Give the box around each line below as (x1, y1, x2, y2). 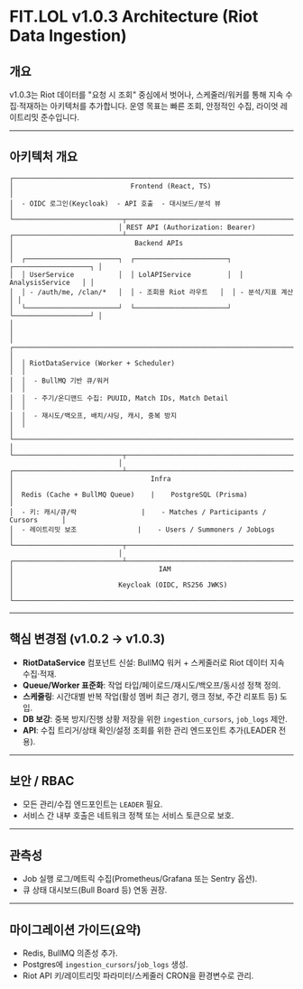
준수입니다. (40, 112, 79, 123)
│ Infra (9, 474, 171, 484)
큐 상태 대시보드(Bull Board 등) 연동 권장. (22, 884, 168, 895)
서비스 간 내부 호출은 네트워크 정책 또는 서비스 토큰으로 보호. (22, 810, 234, 821)
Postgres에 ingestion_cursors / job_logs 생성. (22, 959, 188, 970)
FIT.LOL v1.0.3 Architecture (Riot (9, 6, 259, 27)
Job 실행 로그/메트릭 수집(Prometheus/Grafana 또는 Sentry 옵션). (22, 873, 258, 884)
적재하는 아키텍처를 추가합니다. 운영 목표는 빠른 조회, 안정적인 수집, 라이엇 (18, 101, 279, 111)
